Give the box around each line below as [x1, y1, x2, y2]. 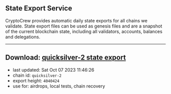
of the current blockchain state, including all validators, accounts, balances [5, 28, 163, 35]
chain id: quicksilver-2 [12, 72, 62, 78]
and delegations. [5, 34, 41, 40]
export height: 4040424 [12, 77, 60, 83]
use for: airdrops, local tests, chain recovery [12, 83, 105, 89]
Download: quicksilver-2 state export [5, 53, 126, 62]
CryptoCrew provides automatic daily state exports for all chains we [5, 17, 148, 23]
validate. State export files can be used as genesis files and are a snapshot [5, 23, 162, 29]
